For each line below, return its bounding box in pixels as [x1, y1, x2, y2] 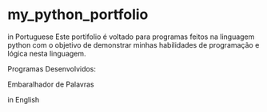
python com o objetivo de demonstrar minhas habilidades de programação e [7, 40, 260, 49]
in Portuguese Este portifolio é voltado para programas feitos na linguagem [7, 32, 255, 41]
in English [7, 95, 40, 104]
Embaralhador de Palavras [7, 79, 94, 89]
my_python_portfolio [7, 6, 149, 24]
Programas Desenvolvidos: [7, 64, 97, 73]
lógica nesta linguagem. [7, 48, 86, 58]
